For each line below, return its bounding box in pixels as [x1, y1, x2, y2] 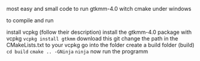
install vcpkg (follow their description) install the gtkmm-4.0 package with [6, 28, 192, 36]
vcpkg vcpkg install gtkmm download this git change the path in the [6, 35, 179, 42]
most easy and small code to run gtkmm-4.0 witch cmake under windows [6, 5, 191, 12]
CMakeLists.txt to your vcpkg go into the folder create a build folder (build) [6, 42, 194, 48]
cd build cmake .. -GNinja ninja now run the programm [6, 48, 149, 55]
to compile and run [6, 17, 54, 24]
